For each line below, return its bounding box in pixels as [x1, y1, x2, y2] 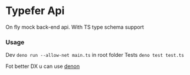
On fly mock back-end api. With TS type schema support [5, 23, 144, 30]
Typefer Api [5, 4, 65, 18]
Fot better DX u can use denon [5, 63, 80, 70]
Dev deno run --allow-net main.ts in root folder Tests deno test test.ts [5, 52, 184, 59]
